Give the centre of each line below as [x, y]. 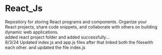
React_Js [24, 8]
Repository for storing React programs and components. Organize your [76, 22]
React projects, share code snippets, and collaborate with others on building [81, 27]
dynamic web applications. [32, 32]
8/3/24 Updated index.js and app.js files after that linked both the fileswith [79, 42]
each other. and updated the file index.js [45, 47]
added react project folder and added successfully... [57, 37]
